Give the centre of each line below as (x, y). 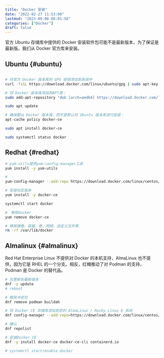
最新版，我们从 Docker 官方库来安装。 (43, 48)
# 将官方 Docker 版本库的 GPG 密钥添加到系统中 (49, 79)
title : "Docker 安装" (26, 10)
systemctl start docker (29, 204)
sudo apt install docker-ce (34, 128)
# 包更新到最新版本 (22, 280)
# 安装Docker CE (21, 337)
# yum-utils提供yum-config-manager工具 (44, 164)
